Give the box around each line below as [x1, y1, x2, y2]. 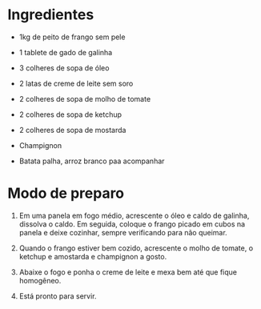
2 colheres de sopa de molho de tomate [18, 94, 151, 103]
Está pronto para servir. [18, 291, 97, 301]
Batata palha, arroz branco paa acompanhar [18, 156, 165, 166]
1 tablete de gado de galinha [18, 47, 113, 57]
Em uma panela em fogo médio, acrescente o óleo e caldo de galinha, [18, 211, 250, 220]
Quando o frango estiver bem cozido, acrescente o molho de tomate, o [18, 243, 254, 253]
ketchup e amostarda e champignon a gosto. [18, 251, 167, 261]
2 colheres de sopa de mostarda [18, 125, 126, 134]
